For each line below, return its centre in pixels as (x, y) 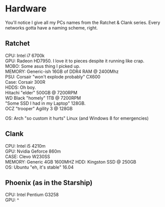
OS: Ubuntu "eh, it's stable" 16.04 (39, 167)
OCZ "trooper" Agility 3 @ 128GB (39, 108)
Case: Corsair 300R (25, 82)
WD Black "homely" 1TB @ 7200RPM (43, 98)
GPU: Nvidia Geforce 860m (33, 151)
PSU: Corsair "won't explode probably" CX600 (53, 77)
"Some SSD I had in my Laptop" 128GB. (45, 103)
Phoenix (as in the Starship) (49, 183)
